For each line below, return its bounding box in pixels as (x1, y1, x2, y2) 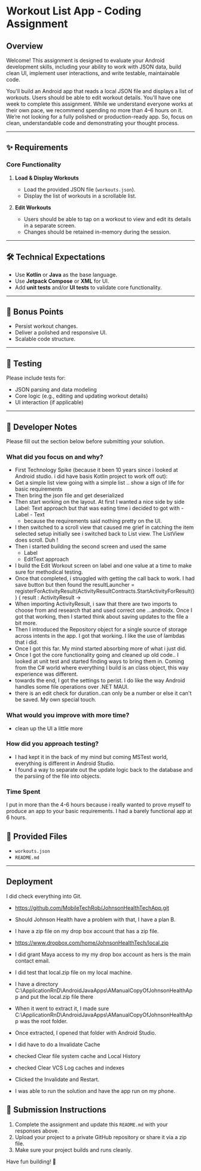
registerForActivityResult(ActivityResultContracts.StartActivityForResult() (14, 587, 195, 595)
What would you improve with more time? (6, 711, 130, 719)
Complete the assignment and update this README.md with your (14, 1121, 169, 1128)
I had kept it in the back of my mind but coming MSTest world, (14, 753, 169, 760)
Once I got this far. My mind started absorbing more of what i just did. (14, 645, 187, 652)
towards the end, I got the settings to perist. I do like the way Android (14, 677, 185, 684)
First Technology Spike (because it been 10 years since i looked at (14, 467, 178, 474)
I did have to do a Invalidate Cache (14, 1041, 100, 1048)
